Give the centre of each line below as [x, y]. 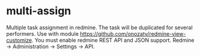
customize [19, 40]
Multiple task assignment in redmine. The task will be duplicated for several [100, 27]
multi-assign [39, 11]
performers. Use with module [43, 33]
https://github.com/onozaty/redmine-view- [133, 33]
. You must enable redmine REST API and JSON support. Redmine [113, 40]
